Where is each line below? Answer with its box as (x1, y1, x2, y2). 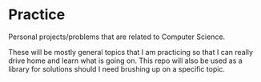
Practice (8, 6, 66, 24)
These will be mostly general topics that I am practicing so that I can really (8, 47, 254, 57)
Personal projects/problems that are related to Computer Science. (8, 32, 226, 41)
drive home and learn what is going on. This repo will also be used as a (8, 56, 243, 65)
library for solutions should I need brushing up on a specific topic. (8, 64, 226, 73)
